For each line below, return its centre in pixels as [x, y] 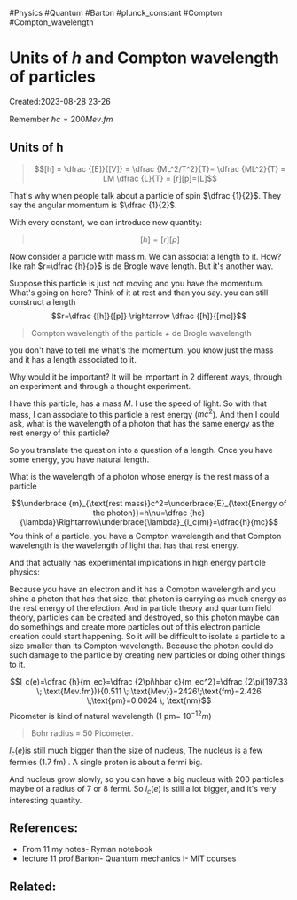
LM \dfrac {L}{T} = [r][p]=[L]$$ [160, 178]
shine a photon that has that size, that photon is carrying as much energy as [148, 599]
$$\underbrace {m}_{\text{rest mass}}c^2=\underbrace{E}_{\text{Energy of [149, 504]
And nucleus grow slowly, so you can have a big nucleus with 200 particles [146, 779]
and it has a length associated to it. [73, 359]
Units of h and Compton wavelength [144, 58]
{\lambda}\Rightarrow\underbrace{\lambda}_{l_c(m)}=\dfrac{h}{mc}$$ [149, 522]
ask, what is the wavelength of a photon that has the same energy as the [142, 424]
